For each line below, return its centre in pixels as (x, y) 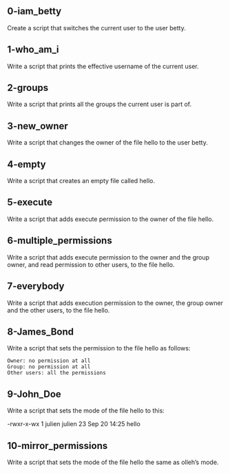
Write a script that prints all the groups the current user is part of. (99, 104)
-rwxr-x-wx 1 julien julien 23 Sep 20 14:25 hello (74, 424)
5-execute (30, 202)
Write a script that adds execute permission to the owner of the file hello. (111, 219)
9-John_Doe (34, 394)
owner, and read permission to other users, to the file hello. (91, 264)
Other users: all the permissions (57, 373)
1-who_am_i (33, 50)
